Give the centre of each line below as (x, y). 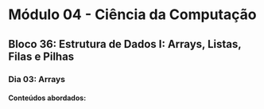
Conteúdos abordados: (47, 98)
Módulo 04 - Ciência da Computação (132, 15)
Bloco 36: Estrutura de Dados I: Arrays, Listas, (125, 44)
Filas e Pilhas (41, 56)
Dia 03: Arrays (37, 79)
